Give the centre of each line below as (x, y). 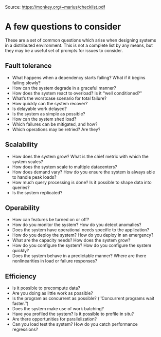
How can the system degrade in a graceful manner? (64, 88)
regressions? (25, 329)
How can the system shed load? (44, 119)
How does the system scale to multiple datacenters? (65, 167)
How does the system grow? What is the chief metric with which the (80, 156)
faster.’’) (20, 303)
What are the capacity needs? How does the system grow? (71, 240)
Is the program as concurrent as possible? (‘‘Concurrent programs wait (83, 299)
